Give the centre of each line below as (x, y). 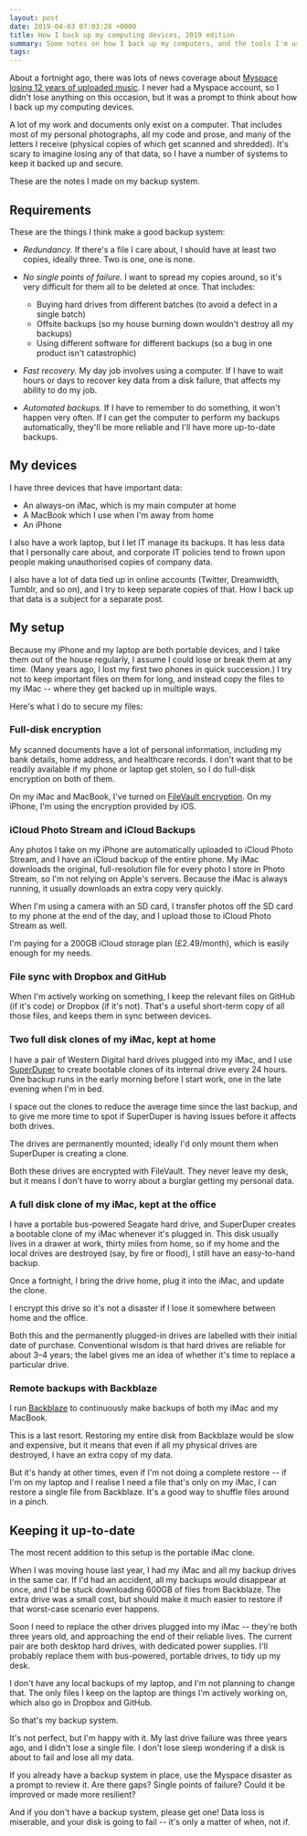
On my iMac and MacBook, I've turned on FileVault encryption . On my (141, 797)
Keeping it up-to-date (72, 1530)
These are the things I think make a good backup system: (117, 232)
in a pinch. (29, 1502)
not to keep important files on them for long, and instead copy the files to (147, 679)
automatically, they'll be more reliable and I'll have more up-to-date (149, 427)
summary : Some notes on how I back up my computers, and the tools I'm (148, 43)
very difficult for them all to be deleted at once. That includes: (139, 286)
